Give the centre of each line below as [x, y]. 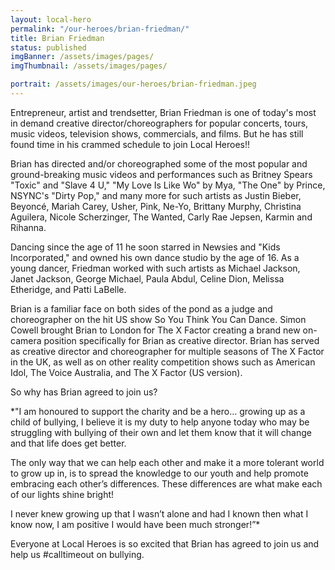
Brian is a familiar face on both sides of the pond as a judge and [141, 308]
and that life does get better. [68, 443]
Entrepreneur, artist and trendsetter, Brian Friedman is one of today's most [163, 112]
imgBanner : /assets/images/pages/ [82, 57]
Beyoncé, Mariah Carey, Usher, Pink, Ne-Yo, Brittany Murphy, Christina [156, 206]
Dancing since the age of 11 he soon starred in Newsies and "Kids [145, 247]
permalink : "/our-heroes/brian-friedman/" [100, 29]
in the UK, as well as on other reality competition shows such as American [163, 362]
